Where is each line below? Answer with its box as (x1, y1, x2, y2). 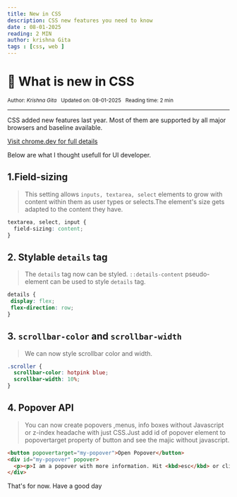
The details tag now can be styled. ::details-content (24, 270, 183, 279)
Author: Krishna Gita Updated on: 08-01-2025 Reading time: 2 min (7, 97, 174, 104)
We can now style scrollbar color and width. (24, 349, 153, 357)
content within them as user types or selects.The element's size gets (24, 197, 225, 205)
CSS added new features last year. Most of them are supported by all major (7, 116, 226, 124)
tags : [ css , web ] (7, 43, 65, 50)
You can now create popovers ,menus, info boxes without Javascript (24, 421, 224, 429)
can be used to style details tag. (49, 277, 146, 286)
